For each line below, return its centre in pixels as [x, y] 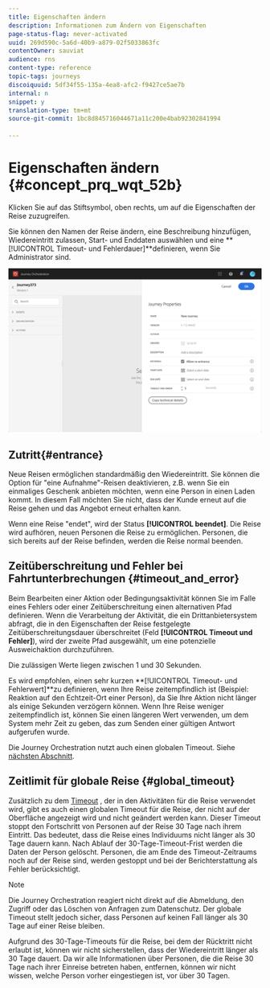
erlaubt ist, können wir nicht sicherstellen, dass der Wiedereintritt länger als [133, 949]
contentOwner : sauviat [46, 51]
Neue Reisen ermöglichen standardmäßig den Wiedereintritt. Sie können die [134, 474]
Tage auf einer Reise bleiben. [57, 925]
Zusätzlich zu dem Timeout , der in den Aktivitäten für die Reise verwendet [132, 801]
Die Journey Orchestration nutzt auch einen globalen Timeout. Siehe [122, 747]
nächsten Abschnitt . [41, 756]
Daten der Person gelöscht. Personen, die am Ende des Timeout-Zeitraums [133, 851]
